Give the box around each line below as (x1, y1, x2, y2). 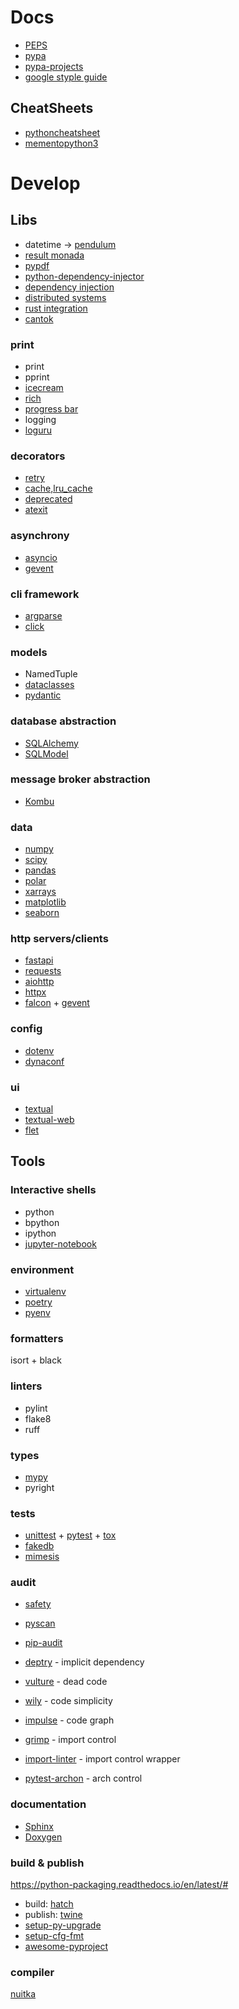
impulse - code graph (24, 1714, 115, 1726)
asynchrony (10, 529, 70, 543)
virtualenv (24, 1286, 67, 1297)
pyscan (24, 1617, 56, 1630)
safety (24, 1598, 52, 1610)
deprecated (24, 493, 73, 505)
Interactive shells (10, 1183, 97, 1197)
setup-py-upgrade (24, 1919, 102, 1931)
